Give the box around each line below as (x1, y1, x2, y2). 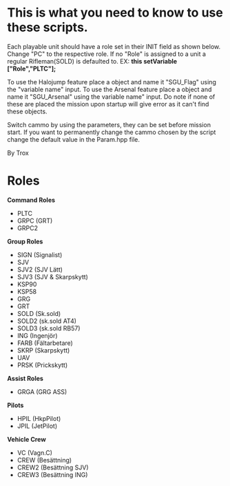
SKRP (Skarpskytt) (17, 346, 70, 354)
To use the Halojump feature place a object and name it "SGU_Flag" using (7, 77, 217, 86)
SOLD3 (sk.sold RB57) (17, 324, 81, 333)
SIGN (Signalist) (17, 250, 63, 259)
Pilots (7, 401, 24, 409)
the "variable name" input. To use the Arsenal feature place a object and (7, 85, 212, 93)
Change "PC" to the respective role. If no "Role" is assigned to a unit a (7, 50, 207, 58)
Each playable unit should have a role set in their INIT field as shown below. (7, 42, 221, 50)
